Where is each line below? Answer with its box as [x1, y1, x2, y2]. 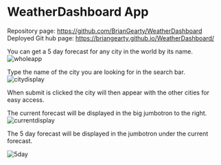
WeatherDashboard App [7, 4, 149, 20]
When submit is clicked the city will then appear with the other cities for [7, 88, 210, 97]
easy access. [7, 95, 45, 103]
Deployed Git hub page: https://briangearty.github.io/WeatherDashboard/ [7, 34, 215, 42]
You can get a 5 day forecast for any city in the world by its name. [7, 47, 194, 55]
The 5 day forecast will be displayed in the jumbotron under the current [7, 129, 209, 138]
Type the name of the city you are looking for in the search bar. [7, 68, 185, 76]
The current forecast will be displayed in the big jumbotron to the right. [7, 109, 207, 117]
